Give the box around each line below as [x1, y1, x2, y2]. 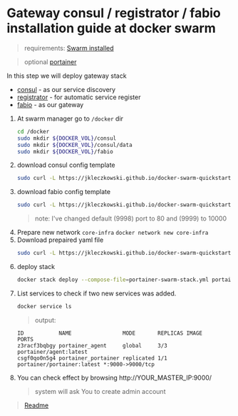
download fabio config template [16, 188, 111, 196]
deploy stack [16, 263, 56, 271]
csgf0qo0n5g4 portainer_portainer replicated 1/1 [16, 355, 168, 362]
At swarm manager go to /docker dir [16, 114, 124, 123]
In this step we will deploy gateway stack [6, 71, 127, 80]
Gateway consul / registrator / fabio [6, 5, 222, 21]
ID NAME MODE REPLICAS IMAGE [16, 330, 203, 337]
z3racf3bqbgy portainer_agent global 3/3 [16, 342, 168, 349]
